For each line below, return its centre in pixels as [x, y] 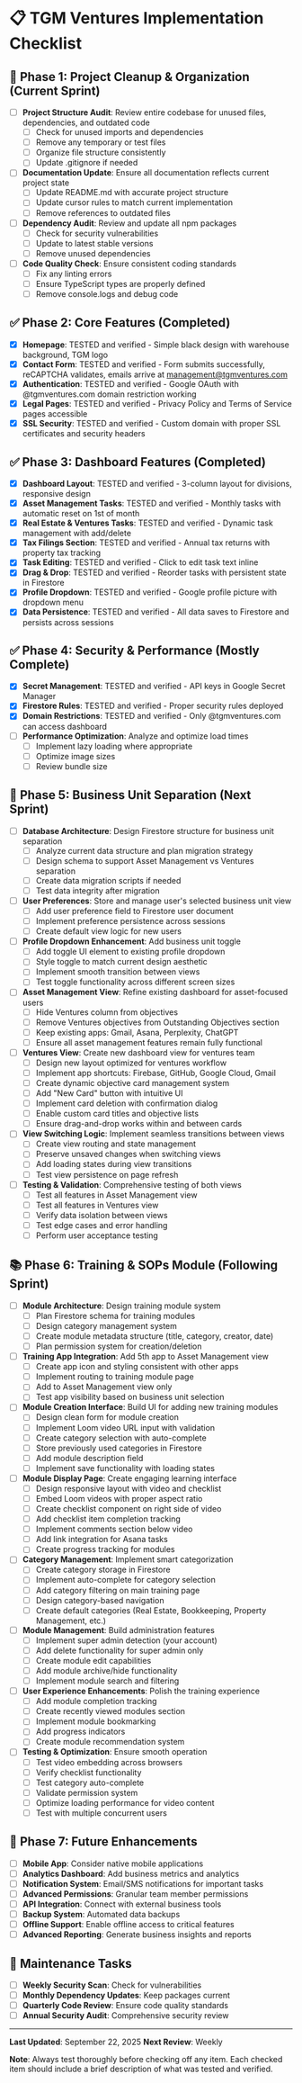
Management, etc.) [71, 1621]
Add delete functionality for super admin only [120, 1650]
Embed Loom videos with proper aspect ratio [119, 1498]
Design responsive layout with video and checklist [129, 1488]
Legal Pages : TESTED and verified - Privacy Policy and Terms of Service [157, 404]
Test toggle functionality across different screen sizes [135, 982]
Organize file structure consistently [101, 153]
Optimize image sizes [75, 756]
